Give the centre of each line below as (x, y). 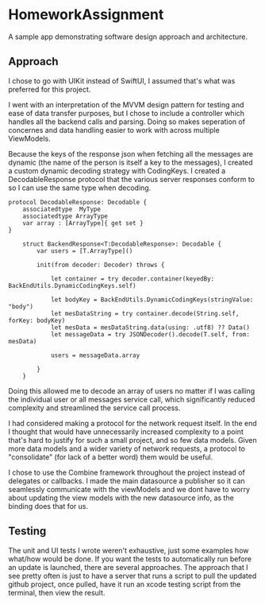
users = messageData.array (95, 355)
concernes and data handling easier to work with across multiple (114, 130)
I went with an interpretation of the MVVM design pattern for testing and (126, 104)
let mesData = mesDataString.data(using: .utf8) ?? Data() (150, 328)
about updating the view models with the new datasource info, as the (121, 498)
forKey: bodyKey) (37, 320)
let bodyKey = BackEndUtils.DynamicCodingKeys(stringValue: (152, 300)
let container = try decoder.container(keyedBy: (132, 279)
